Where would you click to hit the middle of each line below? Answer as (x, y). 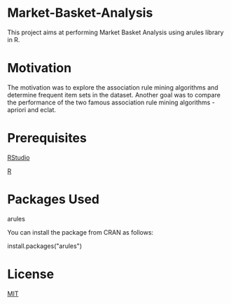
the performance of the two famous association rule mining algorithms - (111, 102)
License (31, 274)
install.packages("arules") (45, 246)
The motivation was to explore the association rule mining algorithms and (113, 87)
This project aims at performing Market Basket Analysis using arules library (115, 32)
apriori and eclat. (32, 109)
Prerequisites (47, 138)
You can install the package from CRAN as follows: (80, 232)
